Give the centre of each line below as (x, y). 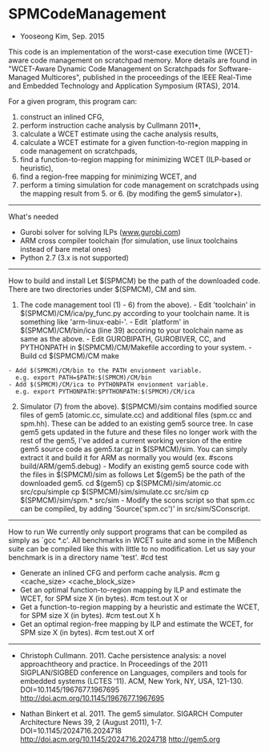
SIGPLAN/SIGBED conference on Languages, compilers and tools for (133, 672)
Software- (235, 68)
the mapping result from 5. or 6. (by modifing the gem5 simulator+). (131, 193)
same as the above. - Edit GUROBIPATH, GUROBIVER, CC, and (123, 338)
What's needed (33, 216)
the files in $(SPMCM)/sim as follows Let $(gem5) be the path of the (132, 475)
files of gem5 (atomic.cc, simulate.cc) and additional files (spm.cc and (136, 414)
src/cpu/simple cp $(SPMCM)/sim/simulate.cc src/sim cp (114, 491)
